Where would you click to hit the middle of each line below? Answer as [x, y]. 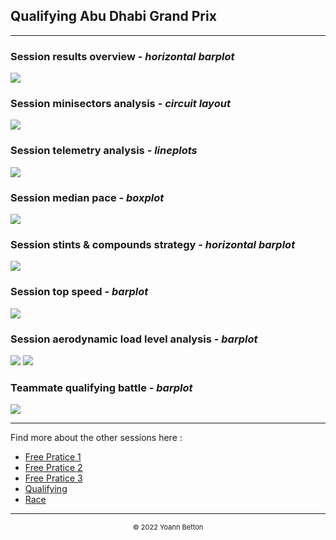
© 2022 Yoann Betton [168, 527]
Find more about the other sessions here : [96, 438]
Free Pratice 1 [53, 457]
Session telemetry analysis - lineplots [104, 151]
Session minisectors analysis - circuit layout [120, 104]
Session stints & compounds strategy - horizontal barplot [153, 244]
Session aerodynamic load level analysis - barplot [134, 339]
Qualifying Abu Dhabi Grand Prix [113, 16]
